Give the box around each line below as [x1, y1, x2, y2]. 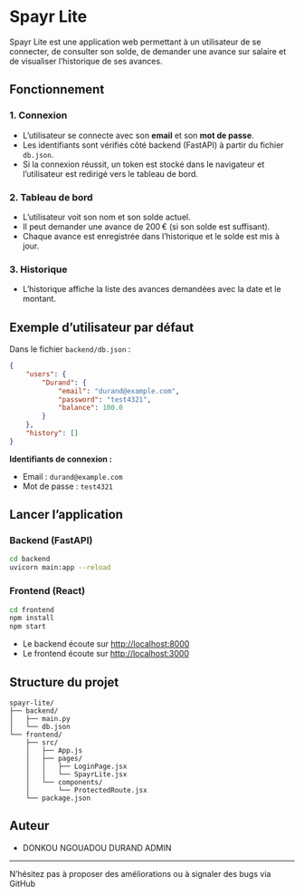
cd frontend [9, 605, 54, 614]
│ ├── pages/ [25, 754, 83, 763]
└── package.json [25, 794, 91, 803]
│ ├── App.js [25, 745, 83, 755]
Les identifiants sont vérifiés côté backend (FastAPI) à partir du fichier [22, 139, 284, 151]
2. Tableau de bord [9, 190, 93, 203]
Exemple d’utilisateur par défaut [9, 319, 195, 335]
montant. [22, 293, 57, 305]
